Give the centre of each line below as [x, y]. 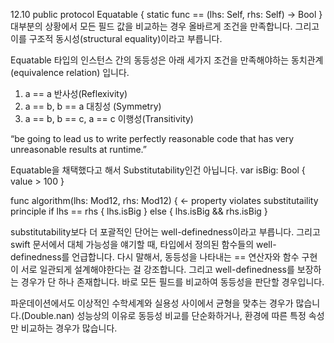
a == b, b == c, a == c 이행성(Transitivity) [109, 118]
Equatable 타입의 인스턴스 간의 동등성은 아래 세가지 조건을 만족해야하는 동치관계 [167, 60]
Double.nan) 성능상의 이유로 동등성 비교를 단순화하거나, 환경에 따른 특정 [165, 315]
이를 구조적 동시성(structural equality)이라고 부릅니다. [116, 38]
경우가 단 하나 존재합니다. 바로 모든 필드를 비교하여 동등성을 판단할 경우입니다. [172, 282]
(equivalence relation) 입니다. [70, 72]
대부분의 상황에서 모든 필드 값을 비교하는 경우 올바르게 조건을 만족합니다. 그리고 [165, 26]
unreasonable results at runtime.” [78, 149]
